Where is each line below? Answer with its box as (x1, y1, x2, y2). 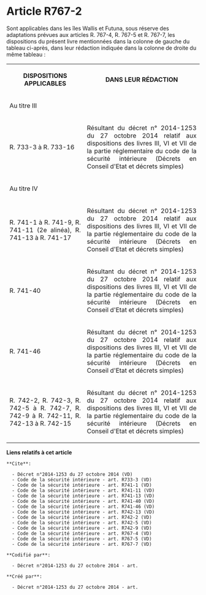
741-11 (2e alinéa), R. (9, 225, 82, 234)
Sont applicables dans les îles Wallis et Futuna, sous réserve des (6, 25, 170, 32)
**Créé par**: (6, 573, 43, 580)
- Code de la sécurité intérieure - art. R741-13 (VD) (12, 492, 155, 499)
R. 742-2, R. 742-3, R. (9, 396, 82, 405)
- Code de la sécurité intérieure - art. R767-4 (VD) (12, 530, 152, 537)
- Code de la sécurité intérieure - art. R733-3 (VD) (12, 476, 152, 483)
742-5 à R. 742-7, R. (9, 403, 82, 412)
